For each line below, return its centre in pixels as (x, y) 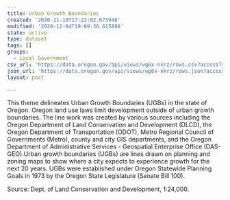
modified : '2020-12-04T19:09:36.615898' (66, 26)
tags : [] (20, 45)
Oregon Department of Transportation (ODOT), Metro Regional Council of (111, 132)
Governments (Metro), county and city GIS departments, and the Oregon (110, 140)
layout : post (26, 77)
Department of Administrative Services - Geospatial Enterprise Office (105, 147)
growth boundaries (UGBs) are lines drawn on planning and (126, 154)
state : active (27, 33)
